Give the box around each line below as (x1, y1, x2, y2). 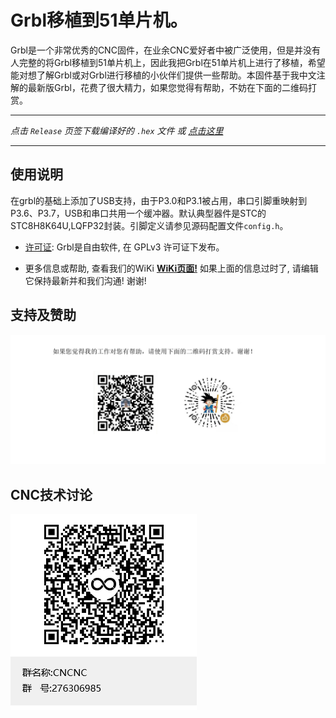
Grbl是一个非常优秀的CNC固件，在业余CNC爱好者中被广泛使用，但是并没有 (10, 44, 321, 56)
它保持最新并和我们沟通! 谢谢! (24, 274, 147, 286)
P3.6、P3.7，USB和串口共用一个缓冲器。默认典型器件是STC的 (10, 207, 267, 219)
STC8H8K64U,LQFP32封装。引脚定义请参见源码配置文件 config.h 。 (10, 219, 289, 231)
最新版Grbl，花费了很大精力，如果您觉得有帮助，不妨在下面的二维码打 (27, 81, 317, 93)
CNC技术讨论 (10, 486, 93, 503)
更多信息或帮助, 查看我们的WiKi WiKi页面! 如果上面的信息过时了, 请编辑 (24, 262, 319, 274)
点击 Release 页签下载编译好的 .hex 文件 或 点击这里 (10, 124, 224, 136)
